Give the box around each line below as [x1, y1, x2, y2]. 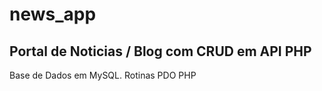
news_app [9, 3, 97, 26]
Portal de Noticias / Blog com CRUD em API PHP [9, 43, 312, 60]
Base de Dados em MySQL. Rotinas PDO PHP [9, 69, 197, 81]
